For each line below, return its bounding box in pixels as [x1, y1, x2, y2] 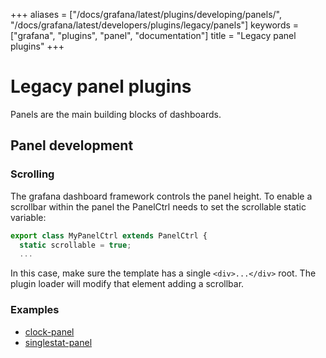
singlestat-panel [24, 336, 93, 348]
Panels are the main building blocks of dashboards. [10, 108, 222, 120]
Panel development [10, 137, 134, 154]
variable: [10, 211, 47, 223]
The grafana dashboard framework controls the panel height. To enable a [10, 190, 313, 202]
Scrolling [10, 167, 55, 181]
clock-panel [24, 325, 75, 338]
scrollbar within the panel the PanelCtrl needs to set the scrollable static [10, 200, 307, 213]
